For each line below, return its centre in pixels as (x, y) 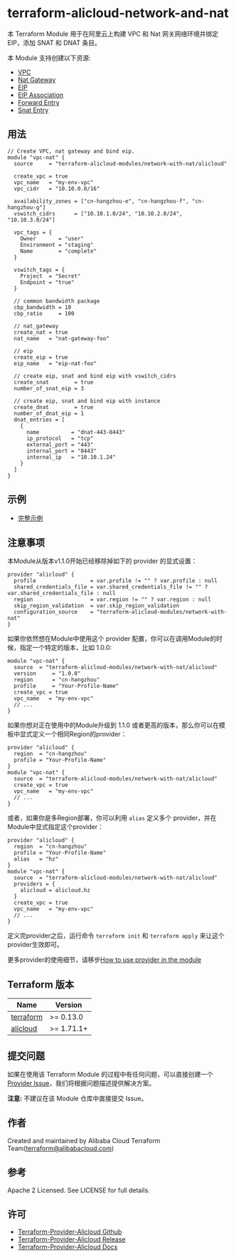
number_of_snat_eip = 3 (49, 388)
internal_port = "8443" (61, 451)
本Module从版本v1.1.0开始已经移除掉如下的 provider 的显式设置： (102, 561)
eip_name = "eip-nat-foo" (55, 363)
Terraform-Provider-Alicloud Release (71, 1239)
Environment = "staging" (57, 245)
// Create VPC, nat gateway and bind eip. (71, 151)
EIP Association (41, 95)
